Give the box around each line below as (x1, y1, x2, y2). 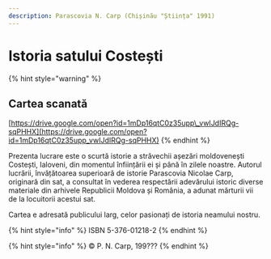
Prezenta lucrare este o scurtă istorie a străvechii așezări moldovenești (8, 151, 245, 161)
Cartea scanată (8, 96, 87, 110)
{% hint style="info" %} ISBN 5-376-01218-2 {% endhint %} (8, 226, 208, 236)
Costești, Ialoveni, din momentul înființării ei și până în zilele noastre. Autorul (8, 159, 262, 170)
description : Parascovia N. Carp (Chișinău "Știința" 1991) (8, 11, 216, 20)
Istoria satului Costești (8, 46, 163, 65)
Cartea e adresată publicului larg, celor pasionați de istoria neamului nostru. (8, 210, 260, 219)
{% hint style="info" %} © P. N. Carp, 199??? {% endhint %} (8, 241, 209, 251)
